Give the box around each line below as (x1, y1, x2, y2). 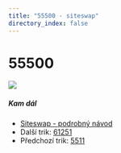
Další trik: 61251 (19, 127, 73, 137)
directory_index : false (8, 19, 89, 27)
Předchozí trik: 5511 (19, 136, 86, 146)
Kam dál (8, 98, 37, 109)
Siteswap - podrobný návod (19, 118, 113, 129)
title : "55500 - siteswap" (8, 11, 99, 20)
